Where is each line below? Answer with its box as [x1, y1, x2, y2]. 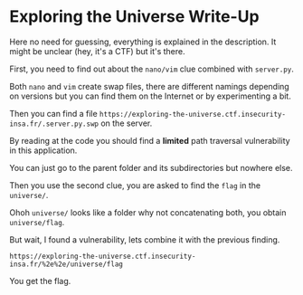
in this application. [9, 145, 78, 156]
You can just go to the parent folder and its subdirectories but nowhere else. [9, 162, 293, 173]
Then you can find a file [9, 108, 98, 119]
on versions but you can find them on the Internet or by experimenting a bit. [9, 90, 291, 101]
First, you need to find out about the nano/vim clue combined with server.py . [9, 63, 294, 74]
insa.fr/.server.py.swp [9, 119, 99, 128]
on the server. [100, 118, 153, 128]
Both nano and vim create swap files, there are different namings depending [9, 81, 289, 91]
